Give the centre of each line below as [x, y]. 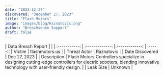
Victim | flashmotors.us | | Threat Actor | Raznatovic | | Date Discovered [86, 51]
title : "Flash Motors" [28, 19]
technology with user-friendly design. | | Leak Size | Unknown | [69, 67]
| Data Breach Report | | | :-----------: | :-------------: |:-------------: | [76, 46]
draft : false [18, 32]
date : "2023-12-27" [25, 10]
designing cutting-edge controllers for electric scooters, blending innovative [82, 62]
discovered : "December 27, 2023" [39, 14]
